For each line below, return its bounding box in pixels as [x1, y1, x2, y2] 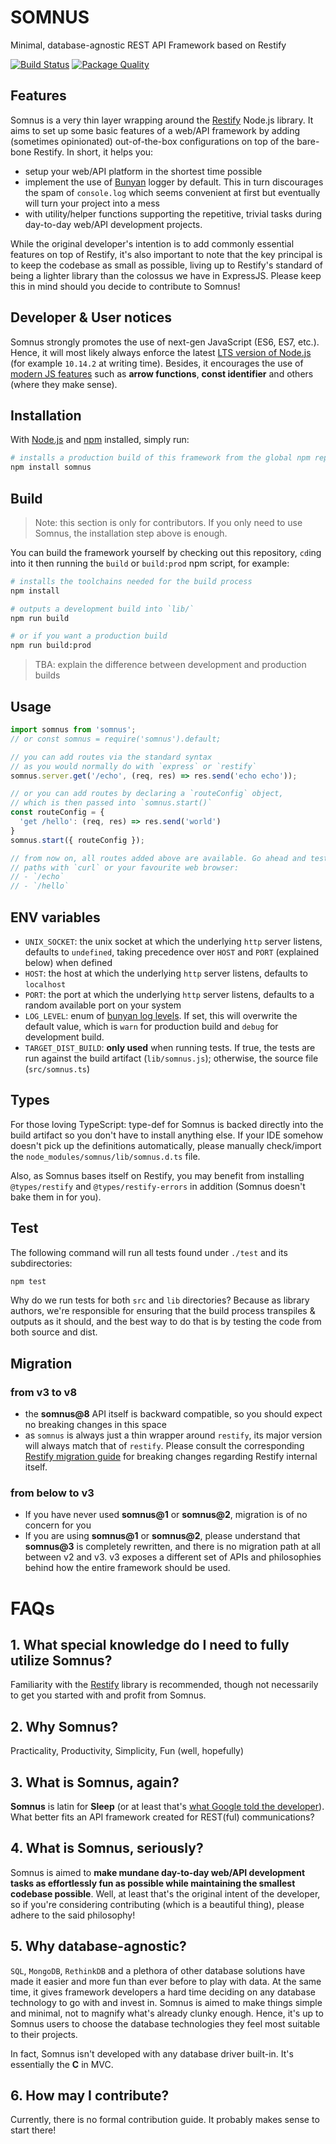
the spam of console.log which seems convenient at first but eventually [24, 186, 321, 198]
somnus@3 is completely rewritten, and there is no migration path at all [24, 1541, 321, 1553]
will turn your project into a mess [24, 197, 160, 209]
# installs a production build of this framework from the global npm [10, 453, 311, 463]
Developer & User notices [10, 309, 173, 326]
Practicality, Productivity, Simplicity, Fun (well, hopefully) [10, 1745, 245, 1757]
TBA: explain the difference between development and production [34, 659, 307, 671]
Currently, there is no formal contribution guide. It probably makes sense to [10, 2114, 320, 2126]
